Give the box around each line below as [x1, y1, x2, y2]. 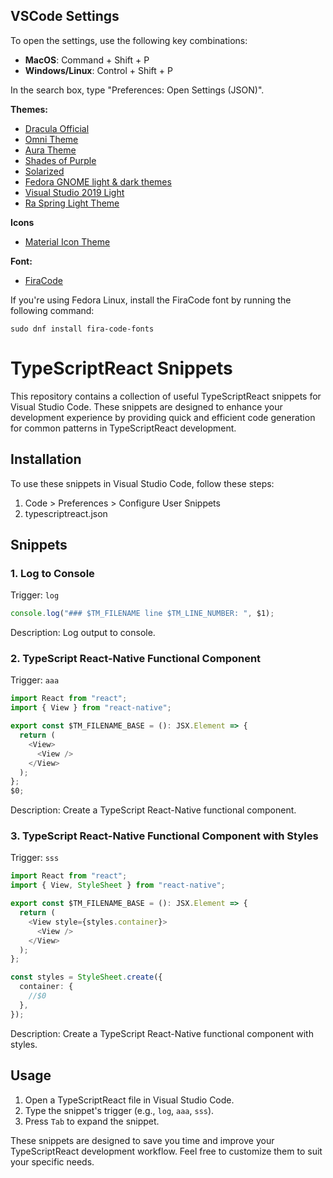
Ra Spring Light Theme [24, 197, 120, 209]
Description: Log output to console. [10, 627, 156, 639]
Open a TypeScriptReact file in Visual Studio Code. [24, 1094, 235, 1106]
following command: [10, 304, 95, 316]
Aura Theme [24, 144, 77, 156]
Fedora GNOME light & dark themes [24, 175, 172, 188]
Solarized [24, 165, 65, 177]
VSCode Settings [10, 8, 120, 25]
